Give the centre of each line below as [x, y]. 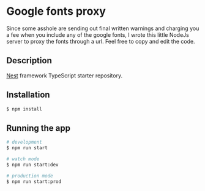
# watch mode [23, 159]
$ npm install [24, 109]
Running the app [38, 128]
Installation [28, 95]
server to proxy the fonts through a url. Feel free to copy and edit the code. [101, 41]
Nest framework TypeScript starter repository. [65, 76]
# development [24, 142]
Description [29, 60]
